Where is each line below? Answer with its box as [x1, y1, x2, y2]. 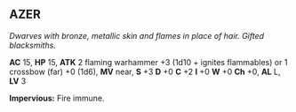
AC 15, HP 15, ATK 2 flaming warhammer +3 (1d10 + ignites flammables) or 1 [9, 56, 288, 67]
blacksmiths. [9, 40, 56, 50]
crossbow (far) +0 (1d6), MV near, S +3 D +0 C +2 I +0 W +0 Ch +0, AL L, [9, 66, 281, 77]
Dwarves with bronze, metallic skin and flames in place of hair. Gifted [9, 30, 265, 41]
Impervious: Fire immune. [9, 93, 105, 103]
